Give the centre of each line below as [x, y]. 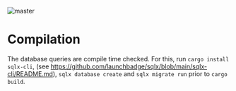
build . [16, 81]
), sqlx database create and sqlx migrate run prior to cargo [140, 73]
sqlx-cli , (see [28, 66]
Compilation [44, 40]
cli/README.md [30, 73]
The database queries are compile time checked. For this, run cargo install [118, 59]
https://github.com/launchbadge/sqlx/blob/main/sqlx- [129, 66]
